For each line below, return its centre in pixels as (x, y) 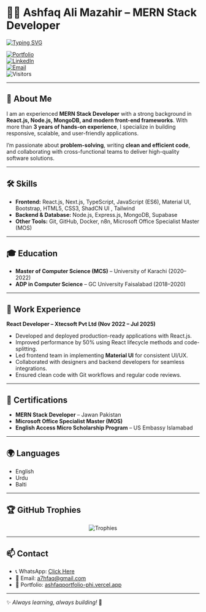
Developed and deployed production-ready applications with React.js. (103, 336)
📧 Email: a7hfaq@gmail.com (51, 578)
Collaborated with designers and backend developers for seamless (100, 362)
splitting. (26, 349)
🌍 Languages (33, 454)
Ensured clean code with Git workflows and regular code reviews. (98, 375)
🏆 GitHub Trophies (44, 510)
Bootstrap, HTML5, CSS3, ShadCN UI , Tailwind (75, 208)
